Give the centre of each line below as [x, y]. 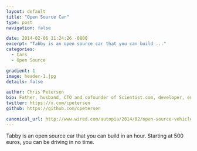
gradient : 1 [21, 71]
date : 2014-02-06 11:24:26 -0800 [47, 39]
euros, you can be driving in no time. [50, 142]
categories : [21, 49]
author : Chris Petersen [35, 92]
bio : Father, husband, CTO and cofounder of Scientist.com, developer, [95, 98]
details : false [25, 82]
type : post [19, 22]
